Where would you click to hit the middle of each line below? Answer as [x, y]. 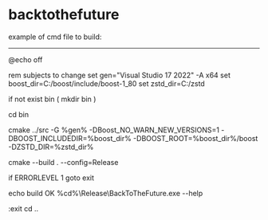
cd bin [19, 114]
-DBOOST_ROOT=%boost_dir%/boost [195, 138]
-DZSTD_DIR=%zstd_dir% [51, 147]
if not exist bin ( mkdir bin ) [52, 99]
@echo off [26, 59]
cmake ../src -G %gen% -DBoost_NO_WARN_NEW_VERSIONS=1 [114, 130]
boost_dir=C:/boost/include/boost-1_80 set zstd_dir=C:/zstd [106, 83]
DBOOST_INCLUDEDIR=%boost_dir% [70, 138]
